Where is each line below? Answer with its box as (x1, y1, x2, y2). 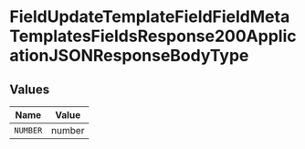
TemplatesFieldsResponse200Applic (9, 26, 297, 47)
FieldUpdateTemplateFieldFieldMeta (9, 6, 290, 27)
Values (9, 81, 50, 97)
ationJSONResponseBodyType (9, 46, 249, 66)
